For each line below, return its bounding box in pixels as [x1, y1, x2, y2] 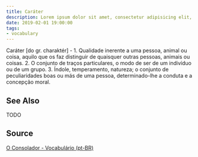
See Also [6, 95, 40, 105]
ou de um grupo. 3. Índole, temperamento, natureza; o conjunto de [6, 66, 169, 73]
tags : [6, 25, 20, 31]
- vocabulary [6, 31, 39, 37]
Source [6, 129, 34, 139]
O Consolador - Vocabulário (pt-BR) [6, 144, 94, 151]
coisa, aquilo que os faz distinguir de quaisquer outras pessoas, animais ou [6, 53, 190, 60]
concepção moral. [6, 78, 50, 86]
